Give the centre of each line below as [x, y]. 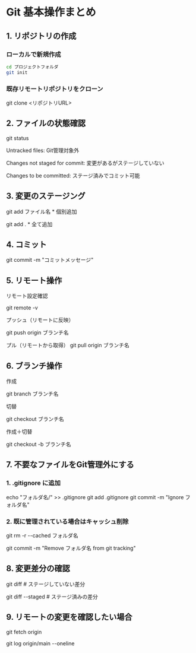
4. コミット [26, 244]
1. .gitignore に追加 [34, 483]
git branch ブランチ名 [32, 394]
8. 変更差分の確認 [38, 568]
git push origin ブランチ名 [38, 332]
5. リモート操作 [34, 280]
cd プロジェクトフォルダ [32, 67]
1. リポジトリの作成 [41, 36]
